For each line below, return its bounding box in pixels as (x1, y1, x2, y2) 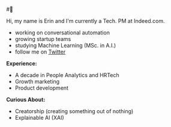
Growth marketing (14, 78, 60, 85)
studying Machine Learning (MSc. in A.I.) (14, 42, 116, 49)
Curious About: (6, 96, 46, 103)
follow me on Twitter (14, 48, 66, 55)
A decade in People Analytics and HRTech (14, 72, 119, 78)
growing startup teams (14, 36, 71, 42)
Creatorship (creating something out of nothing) (14, 108, 134, 114)
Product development (14, 84, 69, 91)
